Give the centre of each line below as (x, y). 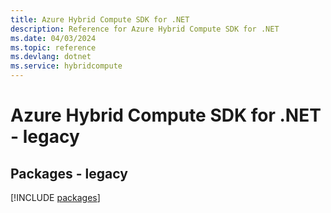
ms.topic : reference (53, 47)
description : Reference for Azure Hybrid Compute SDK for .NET (145, 29)
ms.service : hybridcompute (66, 66)
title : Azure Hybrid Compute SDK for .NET (100, 19)
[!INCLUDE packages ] (55, 197)
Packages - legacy (69, 173)
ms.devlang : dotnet (51, 57)
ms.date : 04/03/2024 (53, 38)
